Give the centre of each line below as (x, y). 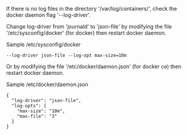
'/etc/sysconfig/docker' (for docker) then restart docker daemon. (86, 33)
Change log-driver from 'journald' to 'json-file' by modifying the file (89, 27)
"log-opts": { (29, 106)
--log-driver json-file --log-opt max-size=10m (67, 56)
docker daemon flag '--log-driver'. (48, 15)
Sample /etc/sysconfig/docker (44, 45)
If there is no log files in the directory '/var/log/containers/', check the (92, 9)
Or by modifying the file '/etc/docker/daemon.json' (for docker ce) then (94, 66)
